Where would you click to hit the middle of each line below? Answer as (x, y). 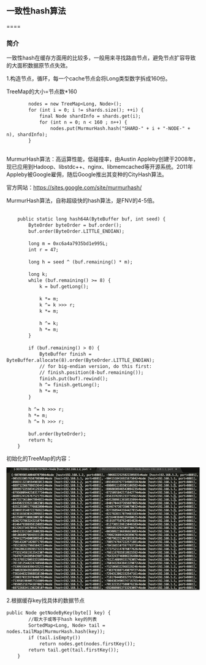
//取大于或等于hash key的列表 (63, 619)
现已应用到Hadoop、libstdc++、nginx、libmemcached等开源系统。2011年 (100, 167)
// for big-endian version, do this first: (95, 367)
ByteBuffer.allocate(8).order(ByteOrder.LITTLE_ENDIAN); (81, 360)
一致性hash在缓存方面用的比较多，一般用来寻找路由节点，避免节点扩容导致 (101, 58)
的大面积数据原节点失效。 (39, 66)
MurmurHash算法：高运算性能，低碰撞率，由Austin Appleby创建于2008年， (103, 159)
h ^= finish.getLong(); (69, 385)
